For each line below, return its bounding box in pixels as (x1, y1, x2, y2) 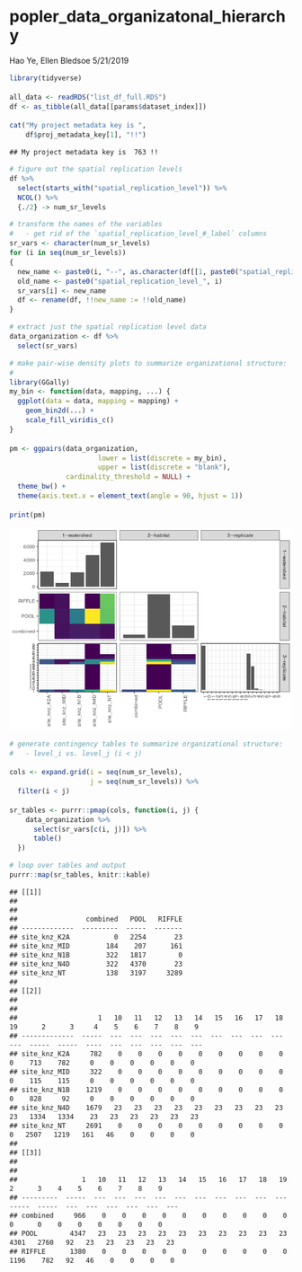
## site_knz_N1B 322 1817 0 (9, 950, 182, 959)
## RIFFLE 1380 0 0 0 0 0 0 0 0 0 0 (9, 1247, 288, 1256)
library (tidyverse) (9, 74, 83, 83)
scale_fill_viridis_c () (25, 416, 115, 425)
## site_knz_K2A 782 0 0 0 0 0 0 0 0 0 (9, 1049, 283, 1058)
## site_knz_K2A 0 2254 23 (9, 932, 182, 941)
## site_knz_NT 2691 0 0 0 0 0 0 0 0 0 (9, 1121, 283, 1130)
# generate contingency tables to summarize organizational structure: (9, 739, 283, 748)
